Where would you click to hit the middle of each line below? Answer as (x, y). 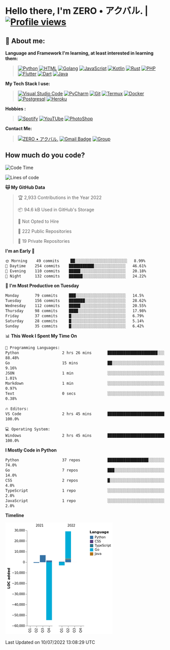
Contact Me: (19, 129)
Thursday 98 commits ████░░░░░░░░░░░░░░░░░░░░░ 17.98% (76, 311)
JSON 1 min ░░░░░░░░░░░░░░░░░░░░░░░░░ (85, 373)
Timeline (15, 515)
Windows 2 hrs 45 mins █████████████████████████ (85, 435)
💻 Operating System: (28, 429)
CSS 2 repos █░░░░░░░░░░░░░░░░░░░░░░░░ (85, 480)
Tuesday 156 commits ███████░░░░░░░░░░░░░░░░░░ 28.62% (76, 301)
